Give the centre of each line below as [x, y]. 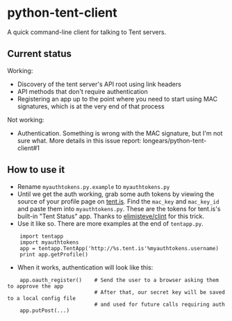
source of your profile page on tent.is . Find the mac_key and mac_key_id [118, 201]
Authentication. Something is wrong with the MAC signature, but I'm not [120, 133]
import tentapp [42, 236]
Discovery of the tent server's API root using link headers [99, 84]
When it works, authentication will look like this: [85, 267]
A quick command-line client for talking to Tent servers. [87, 32]
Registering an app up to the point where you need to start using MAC [117, 99]
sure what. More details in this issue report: [79, 140]
